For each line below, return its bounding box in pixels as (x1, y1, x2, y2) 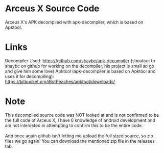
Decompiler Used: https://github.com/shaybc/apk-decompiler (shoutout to (5, 57, 155, 64)
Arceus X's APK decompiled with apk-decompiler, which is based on (5, 19, 143, 25)
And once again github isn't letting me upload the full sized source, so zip (5, 133, 153, 139)
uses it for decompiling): (5, 73, 54, 79)
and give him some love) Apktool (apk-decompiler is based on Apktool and (5, 68, 156, 74)
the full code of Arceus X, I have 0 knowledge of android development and (5, 117, 156, 123)
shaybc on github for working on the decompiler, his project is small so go (5, 63, 154, 69)
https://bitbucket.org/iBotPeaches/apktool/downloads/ (5, 78, 115, 84)
